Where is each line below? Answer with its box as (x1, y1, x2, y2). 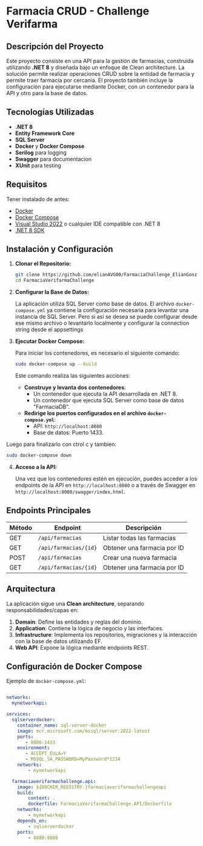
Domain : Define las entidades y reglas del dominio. (15, 618, 143, 625)
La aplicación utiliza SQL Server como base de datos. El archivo (15, 300, 175, 307)
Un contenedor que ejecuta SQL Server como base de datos (33, 397, 184, 404)
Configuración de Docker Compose (6, 661, 142, 671)
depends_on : (17, 818, 47, 824)
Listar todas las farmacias (102, 533, 176, 542)
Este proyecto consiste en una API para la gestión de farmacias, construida (6, 58, 194, 64)
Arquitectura (6, 584, 56, 595)
